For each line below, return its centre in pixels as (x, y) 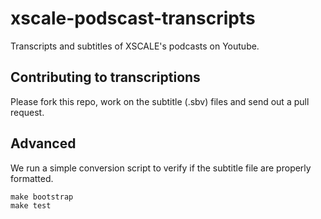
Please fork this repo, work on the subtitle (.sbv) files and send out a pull (160, 101)
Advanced (43, 143)
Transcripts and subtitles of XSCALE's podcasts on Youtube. (135, 46)
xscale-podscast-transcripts (133, 18)
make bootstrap (42, 197)
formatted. (32, 178)
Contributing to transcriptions (105, 77)
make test (31, 205)
